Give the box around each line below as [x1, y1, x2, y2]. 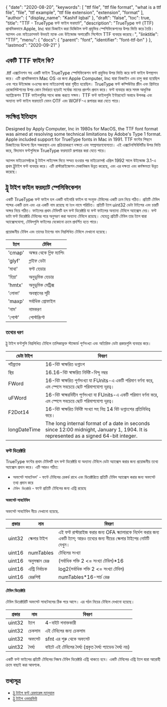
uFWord [8, 394, 27, 401]
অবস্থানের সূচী [29, 290, 50, 297]
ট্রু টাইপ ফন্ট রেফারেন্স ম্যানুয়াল [12, 690, 55, 696]
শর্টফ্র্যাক [8, 361, 21, 368]
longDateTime [8, 426, 41, 433]
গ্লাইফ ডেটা [29, 257, 46, 264]
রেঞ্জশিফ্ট [28, 574, 41, 581]
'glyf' [8, 257, 20, 264]
